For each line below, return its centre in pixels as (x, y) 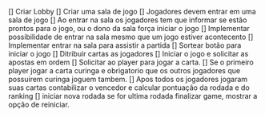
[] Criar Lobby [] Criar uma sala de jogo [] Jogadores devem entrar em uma (132, 12)
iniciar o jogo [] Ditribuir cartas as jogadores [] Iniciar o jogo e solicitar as (128, 54)
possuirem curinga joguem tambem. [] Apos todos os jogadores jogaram (128, 79)
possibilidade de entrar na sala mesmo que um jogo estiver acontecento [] (131, 37)
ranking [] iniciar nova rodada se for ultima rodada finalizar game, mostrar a (133, 96)
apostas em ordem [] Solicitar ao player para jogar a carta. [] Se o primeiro (131, 62)
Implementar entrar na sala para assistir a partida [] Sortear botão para (125, 45)
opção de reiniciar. (39, 104)
